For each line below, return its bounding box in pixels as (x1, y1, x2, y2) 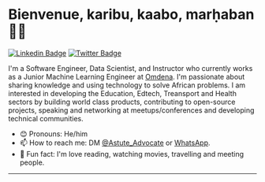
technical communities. (8, 113, 84, 123)
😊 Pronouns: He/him (19, 128, 88, 139)
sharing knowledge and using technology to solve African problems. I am (8, 80, 246, 90)
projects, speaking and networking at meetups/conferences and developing (8, 105, 255, 115)
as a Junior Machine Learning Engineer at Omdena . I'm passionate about (8, 72, 245, 81)
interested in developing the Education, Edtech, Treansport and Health (8, 88, 237, 98)
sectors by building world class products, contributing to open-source (8, 97, 236, 106)
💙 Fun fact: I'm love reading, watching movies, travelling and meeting (19, 149, 244, 158)
